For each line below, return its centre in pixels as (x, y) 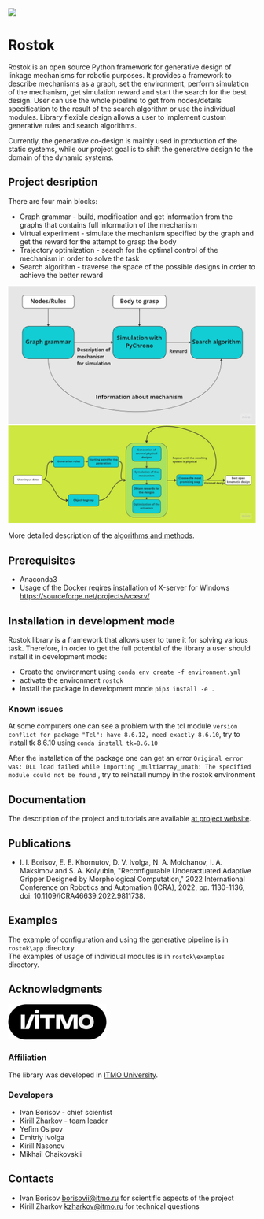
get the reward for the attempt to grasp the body (98, 241)
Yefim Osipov (41, 1128)
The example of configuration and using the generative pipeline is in (119, 939)
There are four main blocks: (53, 201)
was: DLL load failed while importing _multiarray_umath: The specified (130, 767)
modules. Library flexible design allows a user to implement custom (117, 117)
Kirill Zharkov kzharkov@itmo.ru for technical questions (109, 1206)
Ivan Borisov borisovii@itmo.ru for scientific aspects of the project (126, 1198)
